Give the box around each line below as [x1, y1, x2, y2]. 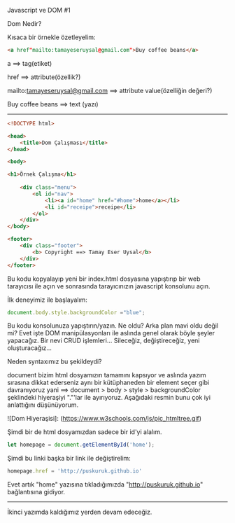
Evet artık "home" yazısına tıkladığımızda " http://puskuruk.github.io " [7, 480, 204, 489]
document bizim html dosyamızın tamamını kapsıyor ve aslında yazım [7, 371, 206, 379]
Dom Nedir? [7, 20, 42, 27]
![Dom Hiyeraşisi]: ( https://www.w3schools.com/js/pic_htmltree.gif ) [7, 414, 201, 423]
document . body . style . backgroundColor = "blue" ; [7, 309, 145, 316]
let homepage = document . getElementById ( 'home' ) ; [7, 441, 155, 449]
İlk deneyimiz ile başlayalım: [7, 295, 87, 304]
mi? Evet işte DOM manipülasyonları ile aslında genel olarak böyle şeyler [7, 329, 215, 337]
